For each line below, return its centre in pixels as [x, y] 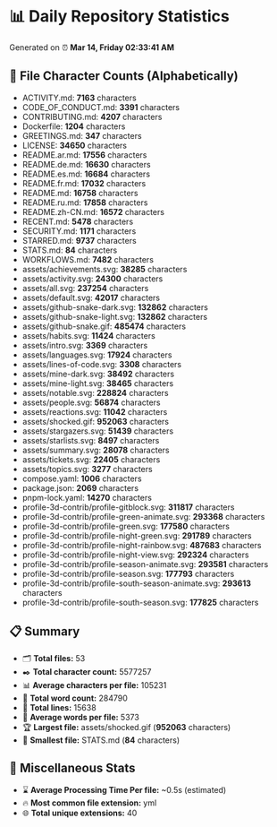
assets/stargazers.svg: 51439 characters [98, 431]
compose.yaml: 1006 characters [82, 478]
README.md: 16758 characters [80, 193]
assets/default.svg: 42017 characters [91, 297]
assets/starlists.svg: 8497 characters [91, 440]
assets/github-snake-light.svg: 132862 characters [115, 316]
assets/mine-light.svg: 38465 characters [98, 383]
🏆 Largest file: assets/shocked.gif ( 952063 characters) [126, 727]
